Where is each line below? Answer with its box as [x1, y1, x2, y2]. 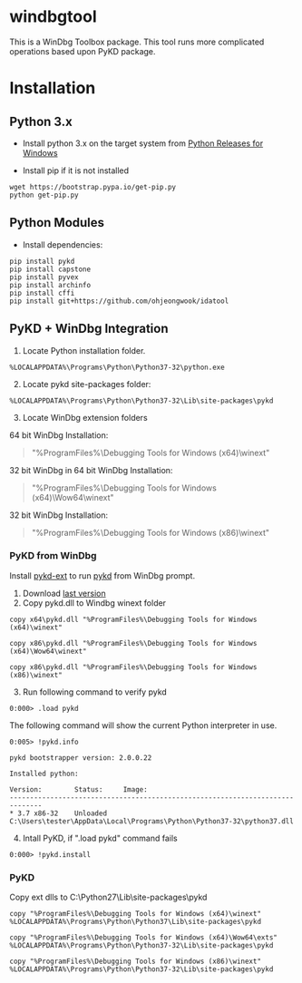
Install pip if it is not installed [22, 165, 130, 176]
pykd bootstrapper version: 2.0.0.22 [9, 753, 152, 763]
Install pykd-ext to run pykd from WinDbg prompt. [9, 569, 196, 581]
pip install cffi [9, 288, 75, 297]
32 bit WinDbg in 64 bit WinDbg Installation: [9, 464, 173, 475]
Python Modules [9, 215, 105, 230]
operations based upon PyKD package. [9, 45, 156, 56]
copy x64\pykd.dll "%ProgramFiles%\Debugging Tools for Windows [9, 615, 258, 624]
